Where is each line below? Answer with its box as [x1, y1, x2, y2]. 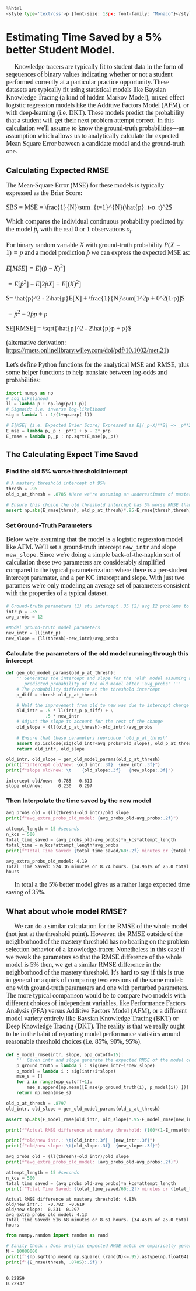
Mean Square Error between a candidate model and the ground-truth [6, 139, 185, 148]
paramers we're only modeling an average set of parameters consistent [6, 581, 190, 589]
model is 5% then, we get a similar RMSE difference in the [6, 961, 162, 969]
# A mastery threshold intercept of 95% [6, 480, 106, 486]
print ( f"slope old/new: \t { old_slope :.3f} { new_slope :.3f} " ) [6, 767, 174, 773]
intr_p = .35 [6, 609, 38, 614]
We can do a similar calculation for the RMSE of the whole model [14, 922, 188, 930]
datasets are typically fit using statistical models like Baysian [6, 86, 166, 94]
